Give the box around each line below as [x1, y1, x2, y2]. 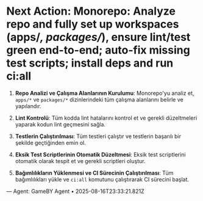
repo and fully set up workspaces [6, 17, 179, 31]
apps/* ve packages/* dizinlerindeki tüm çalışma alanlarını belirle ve [15, 96, 184, 103]
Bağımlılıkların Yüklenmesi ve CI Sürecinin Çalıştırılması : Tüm [15, 169, 174, 177]
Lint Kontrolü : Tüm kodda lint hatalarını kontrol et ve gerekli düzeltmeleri [15, 114, 198, 122]
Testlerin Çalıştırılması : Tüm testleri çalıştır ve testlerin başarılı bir [15, 133, 182, 140]
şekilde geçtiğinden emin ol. [15, 139, 87, 146]
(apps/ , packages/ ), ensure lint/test [6, 31, 191, 44]
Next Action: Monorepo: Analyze [6, 4, 176, 18]
